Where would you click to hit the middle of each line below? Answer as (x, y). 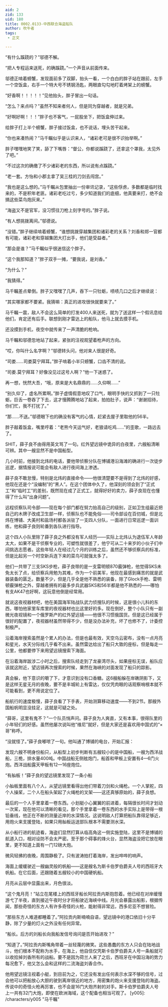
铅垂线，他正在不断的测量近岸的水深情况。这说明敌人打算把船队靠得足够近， (84, 815)
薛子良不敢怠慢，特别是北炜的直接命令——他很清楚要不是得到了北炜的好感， (84, 478)
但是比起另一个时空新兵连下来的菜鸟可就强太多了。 (58, 555)
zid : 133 (14, 15)
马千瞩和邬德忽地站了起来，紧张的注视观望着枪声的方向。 (64, 340)
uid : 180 (14, 19)
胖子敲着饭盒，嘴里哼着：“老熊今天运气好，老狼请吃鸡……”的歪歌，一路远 (81, 427)
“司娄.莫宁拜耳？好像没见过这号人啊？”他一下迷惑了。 (60, 372)
